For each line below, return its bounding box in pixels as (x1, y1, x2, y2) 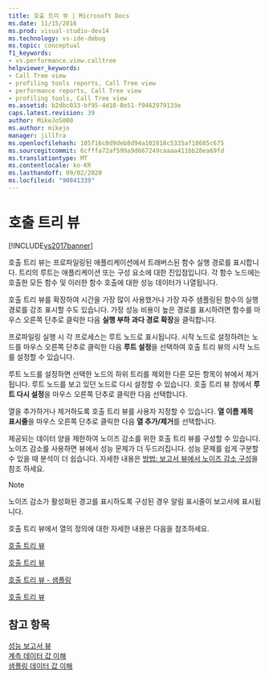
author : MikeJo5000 (8, 117, 74, 125)
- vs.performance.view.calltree (8, 57, 116, 65)
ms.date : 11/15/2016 (8, 19, 78, 27)
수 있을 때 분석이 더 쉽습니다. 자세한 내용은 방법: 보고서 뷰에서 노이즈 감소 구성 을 (8, 453, 259, 463)
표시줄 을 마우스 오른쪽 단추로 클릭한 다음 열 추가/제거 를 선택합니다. (8, 416, 217, 426)
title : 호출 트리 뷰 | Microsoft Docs (8, 11, 130, 20)
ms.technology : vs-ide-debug (8, 34, 106, 43)
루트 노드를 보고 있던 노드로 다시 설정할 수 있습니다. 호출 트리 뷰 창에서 (31, 379, 252, 389)
